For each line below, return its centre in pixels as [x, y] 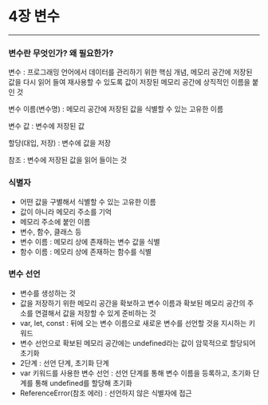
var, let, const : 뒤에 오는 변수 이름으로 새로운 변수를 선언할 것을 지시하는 [133, 323]
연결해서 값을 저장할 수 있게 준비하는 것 [96, 313]
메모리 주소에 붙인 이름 [55, 221]
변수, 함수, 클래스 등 [51, 232]
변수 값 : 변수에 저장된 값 [47, 126]
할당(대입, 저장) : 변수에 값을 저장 [60, 143]
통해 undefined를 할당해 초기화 [84, 383]
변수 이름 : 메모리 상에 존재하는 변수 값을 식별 [90, 241]
